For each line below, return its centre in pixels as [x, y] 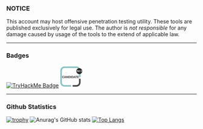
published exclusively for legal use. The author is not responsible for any [97, 28]
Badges [18, 55]
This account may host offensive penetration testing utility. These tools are [99, 22]
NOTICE [18, 8]
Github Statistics [31, 107]
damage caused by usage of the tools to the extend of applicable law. [93, 34]
